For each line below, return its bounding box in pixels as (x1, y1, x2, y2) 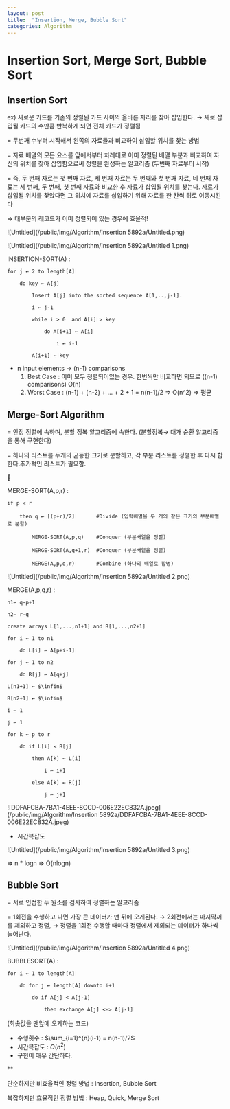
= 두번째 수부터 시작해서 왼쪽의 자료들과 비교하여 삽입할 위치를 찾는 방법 (7, 137, 200, 145)
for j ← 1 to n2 (7, 659, 54, 666)
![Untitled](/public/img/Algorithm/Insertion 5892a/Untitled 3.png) (7, 846, 190, 854)
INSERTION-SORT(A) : (7, 255, 71, 263)
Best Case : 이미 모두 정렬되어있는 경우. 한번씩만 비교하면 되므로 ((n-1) (27, 372, 218, 381)
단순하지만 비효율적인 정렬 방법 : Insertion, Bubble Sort (7, 1079, 157, 1087)
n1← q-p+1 (7, 599, 36, 606)
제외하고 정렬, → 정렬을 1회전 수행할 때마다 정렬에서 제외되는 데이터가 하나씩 (14, 922, 218, 929)
